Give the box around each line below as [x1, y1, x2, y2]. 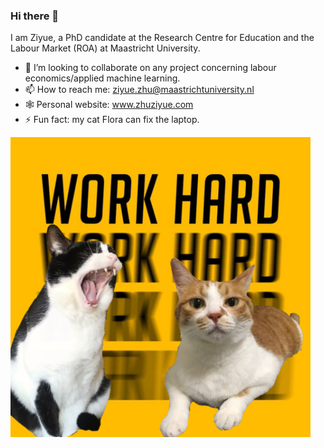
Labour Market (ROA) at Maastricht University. [10, 42, 201, 54]
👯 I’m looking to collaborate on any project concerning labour [24, 62, 277, 74]
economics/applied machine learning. [24, 72, 181, 84]
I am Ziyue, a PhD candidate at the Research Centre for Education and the [10, 32, 315, 44]
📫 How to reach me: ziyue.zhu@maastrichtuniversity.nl [24, 84, 255, 96]
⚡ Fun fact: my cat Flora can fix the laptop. [24, 114, 200, 126]
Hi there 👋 [10, 9, 60, 23]
